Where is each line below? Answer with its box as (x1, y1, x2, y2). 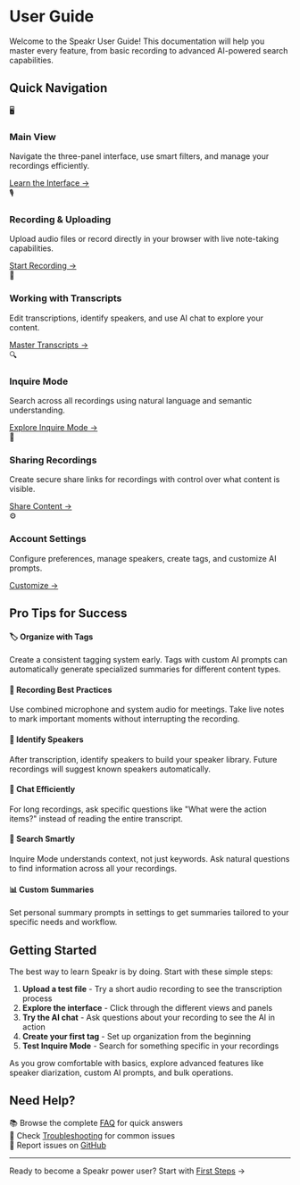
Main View (9, 130, 56, 143)
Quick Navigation (9, 80, 108, 96)
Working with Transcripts (9, 292, 122, 305)
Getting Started (9, 942, 97, 957)
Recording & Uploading (9, 213, 112, 225)
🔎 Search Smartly (9, 833, 76, 845)
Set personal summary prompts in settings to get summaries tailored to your (9, 907, 289, 918)
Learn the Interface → (9, 178, 90, 188)
